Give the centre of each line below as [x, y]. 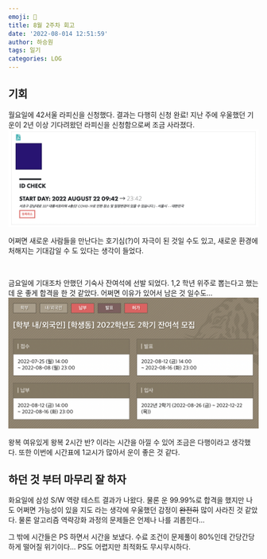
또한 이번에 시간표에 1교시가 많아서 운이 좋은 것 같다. [99, 452]
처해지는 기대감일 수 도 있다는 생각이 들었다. [76, 250]
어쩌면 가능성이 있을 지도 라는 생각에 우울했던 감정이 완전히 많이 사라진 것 [130, 510]
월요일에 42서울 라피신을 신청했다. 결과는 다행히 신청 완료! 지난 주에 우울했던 [127, 115]
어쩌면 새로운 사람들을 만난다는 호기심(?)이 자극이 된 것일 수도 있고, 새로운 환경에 [133, 240]
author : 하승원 [31, 42]
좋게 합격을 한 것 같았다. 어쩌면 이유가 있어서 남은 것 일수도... [119, 293]
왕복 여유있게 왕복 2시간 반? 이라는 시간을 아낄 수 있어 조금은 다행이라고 [119, 442]
